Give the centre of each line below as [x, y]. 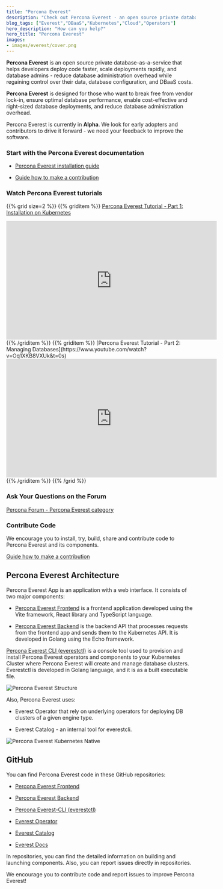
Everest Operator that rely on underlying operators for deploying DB [99, 711]
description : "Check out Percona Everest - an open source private [93, 17]
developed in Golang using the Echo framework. [75, 639]
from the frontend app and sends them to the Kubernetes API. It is [96, 632]
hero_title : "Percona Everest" [45, 34]
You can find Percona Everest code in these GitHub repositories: [86, 774]
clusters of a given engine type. [54, 717]
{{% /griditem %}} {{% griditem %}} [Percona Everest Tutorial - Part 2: [93, 343]
